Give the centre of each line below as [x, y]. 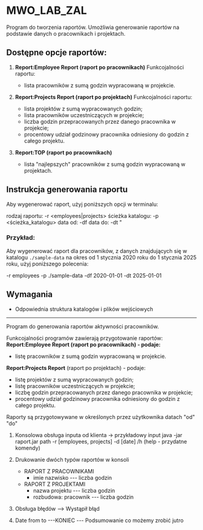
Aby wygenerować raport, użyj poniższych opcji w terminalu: [82, 204]
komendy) [27, 448]
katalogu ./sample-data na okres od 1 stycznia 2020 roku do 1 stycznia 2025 [101, 257]
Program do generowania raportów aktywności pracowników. [82, 326]
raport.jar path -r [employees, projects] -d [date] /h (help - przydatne [101, 441]
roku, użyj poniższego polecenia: [47, 264]
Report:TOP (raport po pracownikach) [63, 152]
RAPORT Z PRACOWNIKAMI [59, 471]
